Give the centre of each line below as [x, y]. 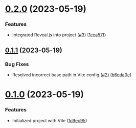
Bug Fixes [17, 64]
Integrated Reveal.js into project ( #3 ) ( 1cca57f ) [59, 35]
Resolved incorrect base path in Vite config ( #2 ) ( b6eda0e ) [72, 75]
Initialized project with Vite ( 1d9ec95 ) [49, 120]
